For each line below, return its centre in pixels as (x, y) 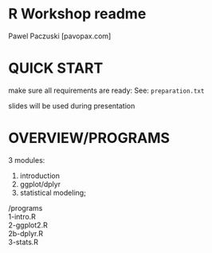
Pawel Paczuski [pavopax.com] (60, 36)
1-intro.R (22, 216)
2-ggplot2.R (28, 225)
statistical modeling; (53, 192)
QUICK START (56, 68)
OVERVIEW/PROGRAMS (89, 138)
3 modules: (27, 160)
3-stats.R (23, 242)
